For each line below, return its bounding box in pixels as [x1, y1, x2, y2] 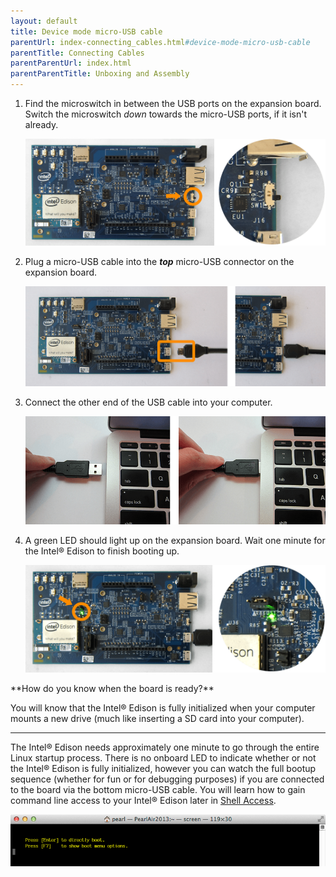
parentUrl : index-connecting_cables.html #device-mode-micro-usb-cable [10, 37, 311, 47]
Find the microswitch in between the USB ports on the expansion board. [24, 98, 322, 109]
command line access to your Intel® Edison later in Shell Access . [10, 794, 277, 806]
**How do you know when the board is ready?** [10, 682, 215, 694]
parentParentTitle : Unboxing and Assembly [10, 69, 190, 79]
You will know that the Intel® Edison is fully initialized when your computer [10, 701, 316, 714]
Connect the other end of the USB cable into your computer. [24, 396, 273, 408]
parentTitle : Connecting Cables [10, 48, 145, 58]
